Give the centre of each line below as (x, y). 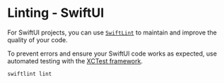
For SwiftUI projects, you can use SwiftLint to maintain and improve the (112, 32)
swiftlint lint (30, 74)
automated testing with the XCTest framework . (75, 60)
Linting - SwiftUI (56, 13)
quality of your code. (38, 39)
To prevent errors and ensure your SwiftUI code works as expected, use (112, 53)
